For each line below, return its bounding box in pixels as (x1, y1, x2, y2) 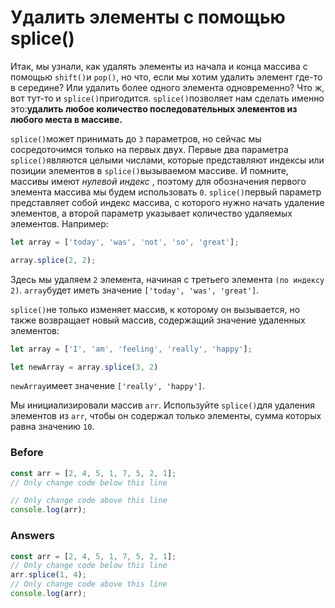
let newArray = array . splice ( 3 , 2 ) (10, 362, 159, 372)
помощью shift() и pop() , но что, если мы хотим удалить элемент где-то (10, 71, 323, 83)
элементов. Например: (10, 217, 109, 230)
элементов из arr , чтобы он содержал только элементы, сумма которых (10, 410, 322, 422)
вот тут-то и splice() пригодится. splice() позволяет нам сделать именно (10, 92, 325, 104)
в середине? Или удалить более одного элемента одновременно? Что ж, (10, 81, 325, 93)
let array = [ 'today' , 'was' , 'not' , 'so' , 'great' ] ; (10, 237, 240, 247)
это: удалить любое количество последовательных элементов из (10, 102, 298, 115)
